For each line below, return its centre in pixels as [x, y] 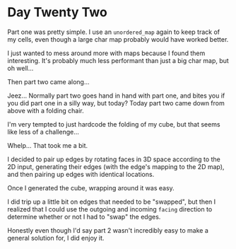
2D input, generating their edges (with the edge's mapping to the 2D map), [116, 166]
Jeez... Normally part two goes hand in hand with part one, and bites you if [116, 95]
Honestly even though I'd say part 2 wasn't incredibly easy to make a [108, 230]
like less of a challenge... [43, 132]
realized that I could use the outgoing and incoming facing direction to [110, 209]
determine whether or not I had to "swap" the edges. [84, 216]
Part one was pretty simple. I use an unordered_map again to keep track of [114, 32]
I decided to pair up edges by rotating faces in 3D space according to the [114, 159]
